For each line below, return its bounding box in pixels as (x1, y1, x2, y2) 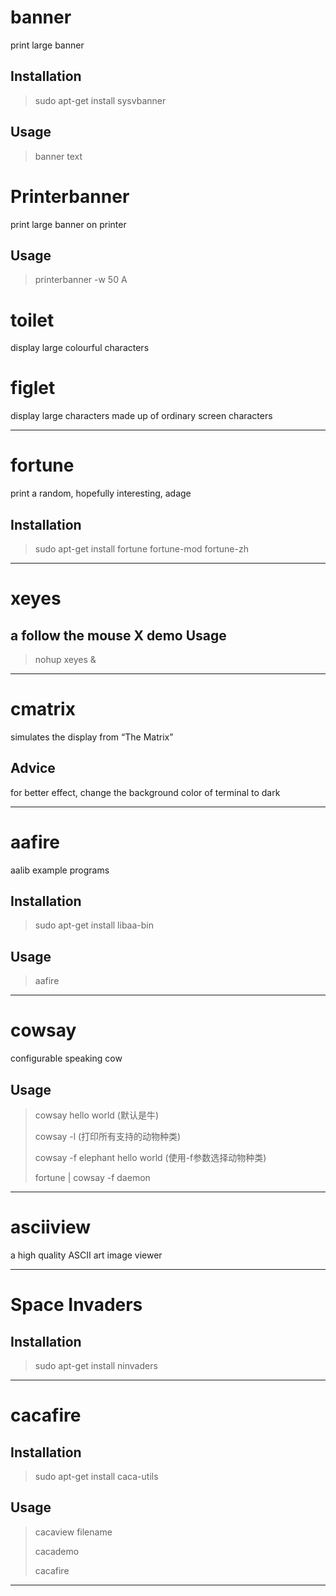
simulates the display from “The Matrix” (10, 731, 174, 743)
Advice (10, 760, 56, 777)
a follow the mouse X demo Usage (10, 627, 227, 644)
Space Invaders (10, 1294, 143, 1316)
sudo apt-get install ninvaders (34, 1359, 158, 1371)
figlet (10, 377, 56, 400)
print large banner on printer (10, 218, 127, 230)
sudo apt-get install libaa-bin (34, 919, 154, 931)
